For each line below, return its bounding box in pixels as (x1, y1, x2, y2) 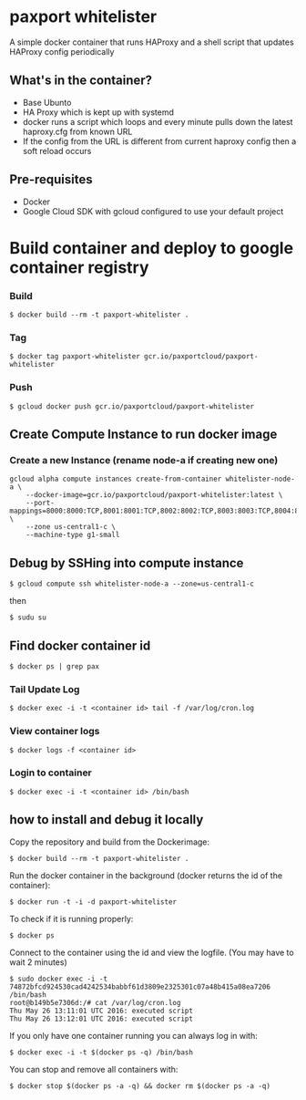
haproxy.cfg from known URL (22, 126, 133, 137)
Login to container (9, 766, 93, 779)
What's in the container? (9, 73, 153, 88)
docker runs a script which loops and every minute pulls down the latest (22, 116, 293, 127)
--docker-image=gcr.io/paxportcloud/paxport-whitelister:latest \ (25, 491, 283, 500)
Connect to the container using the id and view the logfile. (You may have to (9, 947, 294, 958)
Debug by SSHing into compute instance (9, 555, 244, 571)
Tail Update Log (9, 682, 80, 695)
